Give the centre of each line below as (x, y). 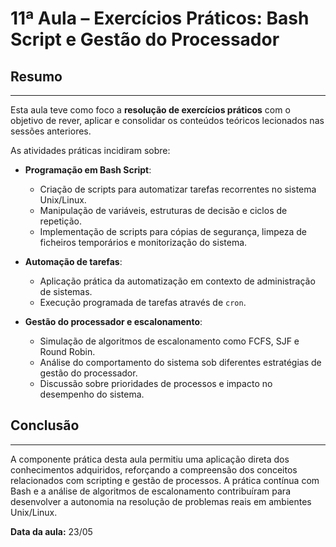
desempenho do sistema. (92, 394)
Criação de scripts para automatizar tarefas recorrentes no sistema (178, 189)
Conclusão (45, 425)
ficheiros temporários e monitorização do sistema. (143, 242)
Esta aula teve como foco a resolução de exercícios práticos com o (150, 110)
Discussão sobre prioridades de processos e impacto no (156, 383)
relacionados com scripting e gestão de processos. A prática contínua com (165, 480)
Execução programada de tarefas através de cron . (143, 302)
